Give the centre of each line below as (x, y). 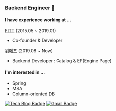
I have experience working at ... (38, 20)
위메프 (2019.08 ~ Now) (29, 51)
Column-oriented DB (33, 94)
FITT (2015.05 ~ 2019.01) (30, 31)
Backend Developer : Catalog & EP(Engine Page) (62, 61)
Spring (19, 83)
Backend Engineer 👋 (30, 8)
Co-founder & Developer (37, 41)
